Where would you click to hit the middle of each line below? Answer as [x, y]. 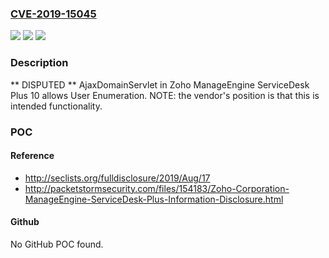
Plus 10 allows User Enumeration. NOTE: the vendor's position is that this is [165, 95]
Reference [32, 156]
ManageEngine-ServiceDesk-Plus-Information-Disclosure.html [154, 199]
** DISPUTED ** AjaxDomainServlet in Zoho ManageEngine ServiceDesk [160, 84]
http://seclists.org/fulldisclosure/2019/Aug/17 [117, 178]
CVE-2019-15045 [53, 14]
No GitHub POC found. [57, 244]
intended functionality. [56, 106]
